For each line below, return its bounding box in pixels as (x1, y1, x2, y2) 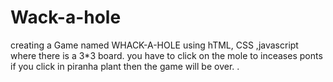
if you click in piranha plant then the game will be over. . (10, 60, 240, 72)
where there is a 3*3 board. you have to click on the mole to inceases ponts (10, 49, 323, 61)
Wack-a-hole (10, 6, 122, 29)
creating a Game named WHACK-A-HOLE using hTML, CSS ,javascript (10, 39, 299, 51)
